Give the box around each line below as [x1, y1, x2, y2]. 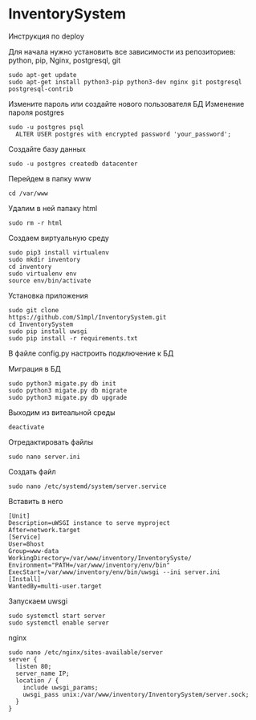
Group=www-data [8, 547, 59, 555]
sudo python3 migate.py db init [8, 379, 116, 388]
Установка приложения [8, 291, 88, 300]
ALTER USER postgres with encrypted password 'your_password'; [15, 130, 231, 138]
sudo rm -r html [8, 218, 63, 227]
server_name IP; [15, 669, 70, 677]
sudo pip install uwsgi [8, 327, 88, 336]
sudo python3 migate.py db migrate [8, 386, 128, 394]
